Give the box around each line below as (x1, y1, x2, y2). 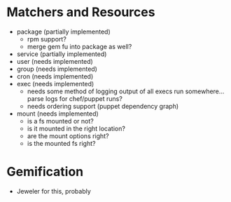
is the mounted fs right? (27, 139, 96, 147)
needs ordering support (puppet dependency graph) (27, 102, 179, 110)
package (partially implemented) (16, 27, 111, 36)
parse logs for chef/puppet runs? (27, 94, 123, 102)
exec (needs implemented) (16, 79, 94, 88)
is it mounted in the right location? (27, 124, 125, 133)
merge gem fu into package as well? (27, 42, 132, 50)
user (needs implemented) (16, 57, 94, 65)
